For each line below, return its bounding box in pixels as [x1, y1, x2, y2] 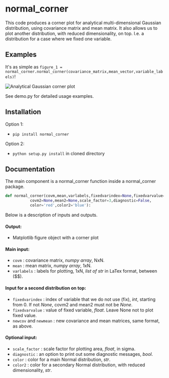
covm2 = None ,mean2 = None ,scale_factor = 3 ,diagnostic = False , [30, 198, 152, 203]
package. [5, 183, 25, 190]
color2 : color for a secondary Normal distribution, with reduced [12, 361, 145, 368]
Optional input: [5, 335, 37, 341]
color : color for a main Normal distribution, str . [12, 356, 111, 362]
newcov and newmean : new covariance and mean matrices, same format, [12, 318, 160, 324]
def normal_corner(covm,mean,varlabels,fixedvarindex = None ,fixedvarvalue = [5, 194, 165, 199]
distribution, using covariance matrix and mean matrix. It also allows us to [5, 25, 157, 31]
